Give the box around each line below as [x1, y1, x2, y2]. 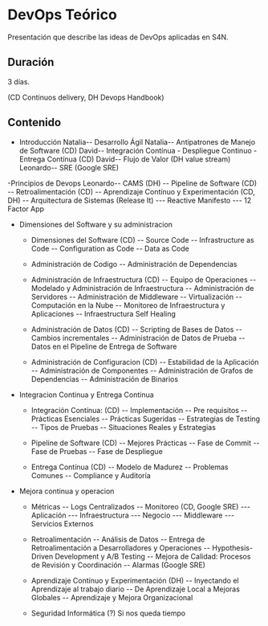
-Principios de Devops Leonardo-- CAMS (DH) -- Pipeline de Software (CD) [7, 178, 258, 188]
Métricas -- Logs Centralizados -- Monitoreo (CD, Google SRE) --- [30, 501, 250, 511]
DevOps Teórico [7, 6, 117, 24]
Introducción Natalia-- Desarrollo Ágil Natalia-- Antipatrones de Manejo [18, 137, 256, 146]
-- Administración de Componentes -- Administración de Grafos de [30, 366, 254, 375]
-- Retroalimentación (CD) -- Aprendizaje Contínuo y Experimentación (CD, [7, 186, 256, 196]
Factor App [7, 203, 45, 214]
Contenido [7, 116, 62, 129]
